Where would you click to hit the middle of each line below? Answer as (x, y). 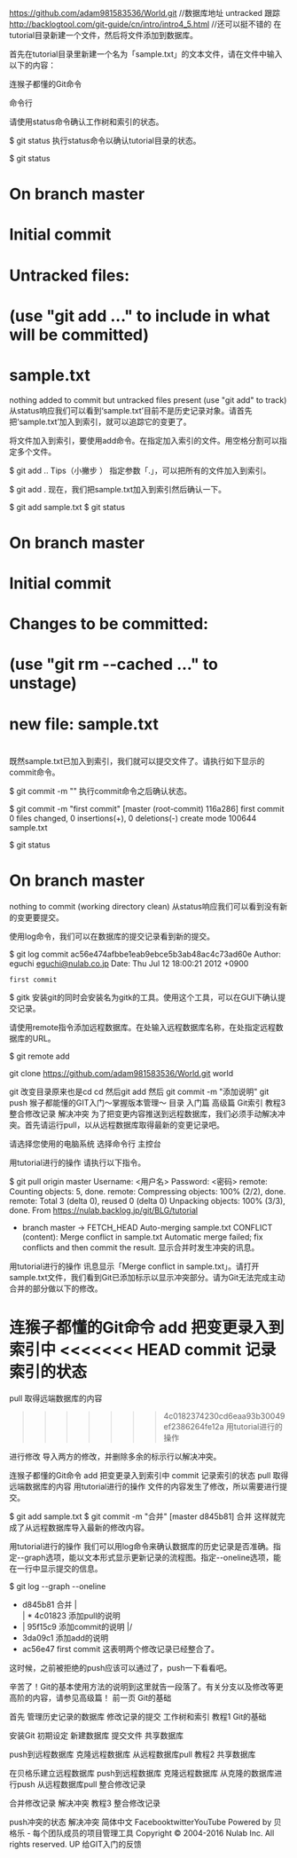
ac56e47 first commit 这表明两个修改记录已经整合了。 (121, 1649)
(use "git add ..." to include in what (140, 315)
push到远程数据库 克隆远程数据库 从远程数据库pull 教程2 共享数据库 (133, 1754)
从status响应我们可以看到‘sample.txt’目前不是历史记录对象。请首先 (131, 410)
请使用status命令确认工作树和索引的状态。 (86, 122)
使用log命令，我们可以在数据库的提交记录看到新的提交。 (112, 936)
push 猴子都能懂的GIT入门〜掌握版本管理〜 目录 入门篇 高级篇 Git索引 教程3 (148, 1102)
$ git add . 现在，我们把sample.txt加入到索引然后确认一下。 (118, 489)
